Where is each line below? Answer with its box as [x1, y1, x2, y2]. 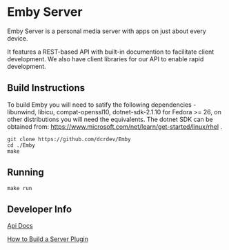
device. [7, 34, 28, 42]
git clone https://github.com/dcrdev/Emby [7, 136, 131, 143]
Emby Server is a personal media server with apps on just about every [7, 27, 207, 35]
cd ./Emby [7, 142, 36, 149]
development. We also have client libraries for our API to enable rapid [7, 54, 204, 63]
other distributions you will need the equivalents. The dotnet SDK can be [7, 115, 213, 123]
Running [7, 167, 45, 178]
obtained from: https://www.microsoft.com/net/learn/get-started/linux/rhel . [7, 122, 223, 131]
